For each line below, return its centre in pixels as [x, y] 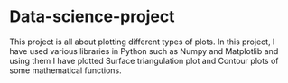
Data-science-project [92, 17]
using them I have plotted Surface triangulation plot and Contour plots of [144, 60]
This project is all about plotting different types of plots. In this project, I [142, 41]
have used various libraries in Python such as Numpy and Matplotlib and [144, 51]
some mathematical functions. [65, 70]
